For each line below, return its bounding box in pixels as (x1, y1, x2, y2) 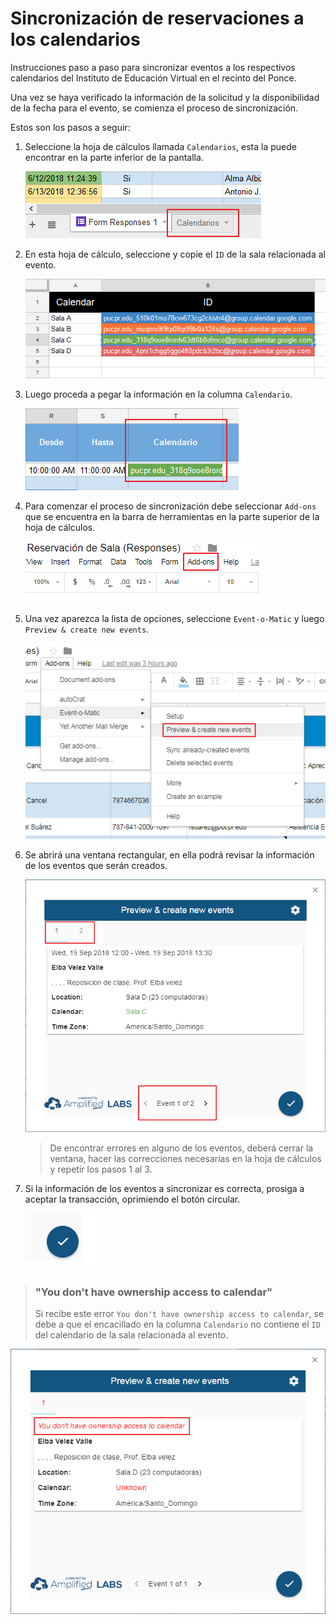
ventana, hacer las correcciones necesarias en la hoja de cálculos (49, 1152, 322, 1164)
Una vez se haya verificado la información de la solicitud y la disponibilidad (10, 91, 320, 103)
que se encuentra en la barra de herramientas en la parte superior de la (24, 510, 320, 522)
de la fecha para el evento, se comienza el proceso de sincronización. (10, 102, 299, 114)
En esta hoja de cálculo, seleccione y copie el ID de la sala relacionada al (24, 248, 326, 260)
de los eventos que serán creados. (24, 859, 168, 871)
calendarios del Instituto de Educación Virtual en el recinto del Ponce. (10, 72, 297, 84)
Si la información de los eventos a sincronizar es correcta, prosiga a (24, 1182, 305, 1194)
